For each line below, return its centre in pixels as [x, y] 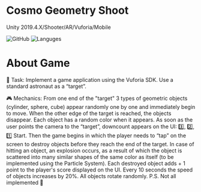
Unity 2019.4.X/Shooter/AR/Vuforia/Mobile [58, 27]
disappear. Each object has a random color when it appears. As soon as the [100, 119]
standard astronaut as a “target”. [46, 86]
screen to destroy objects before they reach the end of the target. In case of [100, 144]
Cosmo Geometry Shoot [67, 11]
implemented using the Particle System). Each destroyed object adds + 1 [96, 163]
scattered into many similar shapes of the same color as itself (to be [90, 156]
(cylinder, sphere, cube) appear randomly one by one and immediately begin [101, 107]
